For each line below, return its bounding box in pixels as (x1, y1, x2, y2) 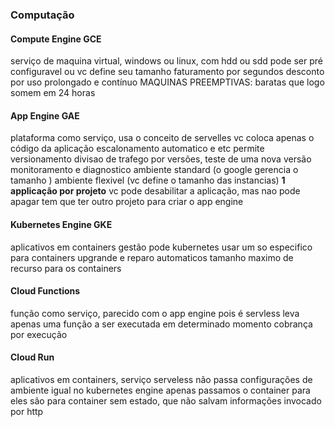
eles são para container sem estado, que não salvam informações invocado (10, 394, 322, 407)
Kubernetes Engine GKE (10, 218, 113, 230)
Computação (10, 8, 75, 22)
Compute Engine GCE (10, 33, 102, 45)
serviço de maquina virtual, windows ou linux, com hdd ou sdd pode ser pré (10, 55, 323, 67)
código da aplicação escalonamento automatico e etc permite (10, 143, 265, 155)
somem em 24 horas (10, 87, 96, 99)
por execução (10, 328, 68, 340)
